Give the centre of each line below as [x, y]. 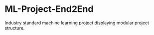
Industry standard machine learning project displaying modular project [77, 23]
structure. [15, 28]
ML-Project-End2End [49, 9]
